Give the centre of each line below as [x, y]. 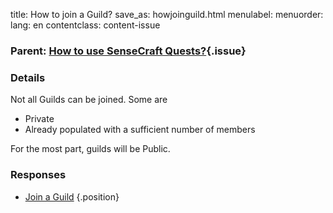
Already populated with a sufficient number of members [140, 130]
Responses [38, 175]
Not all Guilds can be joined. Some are [89, 100]
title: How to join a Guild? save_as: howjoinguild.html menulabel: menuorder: [167, 14]
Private [39, 119]
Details [28, 77]
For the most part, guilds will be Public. [90, 149]
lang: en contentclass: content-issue [85, 25]
